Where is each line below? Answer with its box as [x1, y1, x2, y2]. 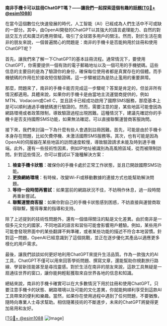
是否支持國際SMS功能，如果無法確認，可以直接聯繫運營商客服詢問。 [13, 116, 154, 122]
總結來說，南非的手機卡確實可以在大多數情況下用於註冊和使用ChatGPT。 [5, 280, 155, 286]
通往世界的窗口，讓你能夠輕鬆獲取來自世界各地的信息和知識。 [9, 270, 136, 276]
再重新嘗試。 [12, 193, 39, 199]
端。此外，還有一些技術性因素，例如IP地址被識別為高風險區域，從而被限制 [5, 145, 158, 151]
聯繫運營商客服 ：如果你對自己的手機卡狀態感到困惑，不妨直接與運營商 [12, 199, 157, 205]
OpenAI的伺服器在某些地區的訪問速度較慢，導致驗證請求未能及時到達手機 [5, 139, 156, 145]
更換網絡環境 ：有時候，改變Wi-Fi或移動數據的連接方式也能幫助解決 [12, 175, 150, 180]
